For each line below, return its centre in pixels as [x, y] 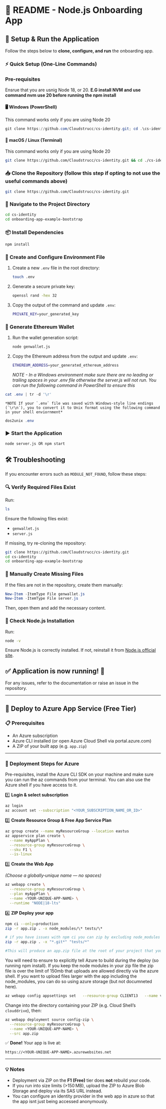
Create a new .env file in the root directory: [56, 268]
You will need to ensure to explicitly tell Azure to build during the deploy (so [82, 960]
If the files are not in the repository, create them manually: [64, 585]
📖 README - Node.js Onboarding [74, 10]
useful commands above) [36, 182]
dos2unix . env [20, 421]
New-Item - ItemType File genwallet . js [45, 594]
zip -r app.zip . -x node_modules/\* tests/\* [54, 928]
